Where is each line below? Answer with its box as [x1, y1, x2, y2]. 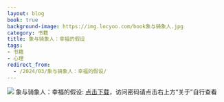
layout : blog [7, 10, 45, 17]
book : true [7, 17, 38, 23]
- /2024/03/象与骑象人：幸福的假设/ [13, 68, 107, 74]
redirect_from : [7, 61, 51, 68]
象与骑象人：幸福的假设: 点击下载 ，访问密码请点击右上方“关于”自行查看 [15, 88, 218, 96]
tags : [7, 42, 23, 49]
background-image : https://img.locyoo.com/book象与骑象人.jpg [7, 23, 184, 30]
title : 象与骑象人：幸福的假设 [7, 36, 85, 43]
